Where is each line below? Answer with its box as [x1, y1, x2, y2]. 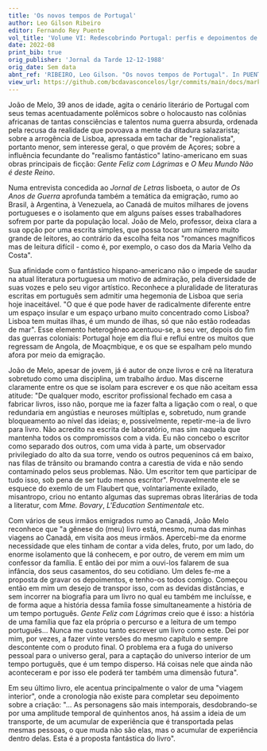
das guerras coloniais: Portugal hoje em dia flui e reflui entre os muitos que [8, 333, 254, 342]
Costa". [8, 250, 33, 260]
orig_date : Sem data [8, 64, 77, 71]
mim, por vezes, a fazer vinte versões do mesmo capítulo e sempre [8, 634, 229, 643]
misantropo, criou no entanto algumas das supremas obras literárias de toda [8, 491, 258, 501]
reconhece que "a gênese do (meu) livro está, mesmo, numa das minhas [8, 524, 246, 533]
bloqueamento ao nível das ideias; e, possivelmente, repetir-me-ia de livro [8, 416, 252, 426]
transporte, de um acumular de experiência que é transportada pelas [8, 716, 234, 726]
